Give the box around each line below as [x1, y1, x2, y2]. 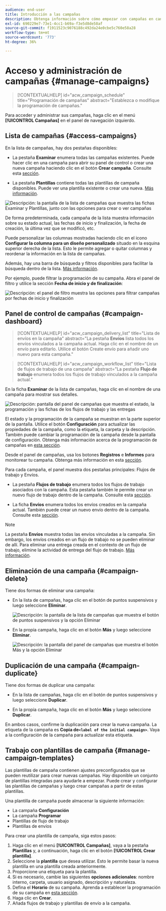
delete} [5, 575, 28, 583]
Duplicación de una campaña [5, 661, 97, 670]
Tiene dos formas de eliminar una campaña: [5, 587, 95, 594]
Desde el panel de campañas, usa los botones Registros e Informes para [5, 452, 155, 458]
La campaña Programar [12, 813, 61, 818]
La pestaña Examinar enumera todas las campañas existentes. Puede [12, 154, 155, 160]
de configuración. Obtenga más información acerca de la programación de [5, 437, 157, 443]
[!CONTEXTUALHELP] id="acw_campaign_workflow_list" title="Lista [17, 361, 157, 367]
